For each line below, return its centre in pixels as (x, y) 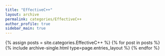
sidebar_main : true (26, 28)
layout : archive (22, 14)
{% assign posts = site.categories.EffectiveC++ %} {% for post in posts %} (83, 42)
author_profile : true (28, 24)
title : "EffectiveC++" (29, 10)
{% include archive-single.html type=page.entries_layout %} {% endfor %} (82, 48)
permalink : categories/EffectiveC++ (43, 19)
